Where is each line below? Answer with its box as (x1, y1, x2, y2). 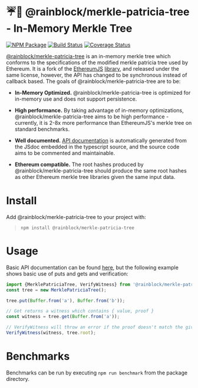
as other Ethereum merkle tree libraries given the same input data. (14, 173, 176, 180)
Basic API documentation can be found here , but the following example (6, 264, 179, 271)
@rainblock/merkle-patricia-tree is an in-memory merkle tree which (6, 52, 171, 59)
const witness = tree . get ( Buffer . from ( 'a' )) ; (6, 314, 120, 320)
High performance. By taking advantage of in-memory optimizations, (14, 107, 184, 114)
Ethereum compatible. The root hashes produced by (14, 161, 144, 168)
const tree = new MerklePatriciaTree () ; (6, 287, 107, 293)
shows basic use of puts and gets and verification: (6, 270, 128, 277)
